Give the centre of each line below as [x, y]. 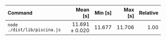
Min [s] [103, 13]
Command [20, 13]
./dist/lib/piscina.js [34, 30]
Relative [149, 13]
